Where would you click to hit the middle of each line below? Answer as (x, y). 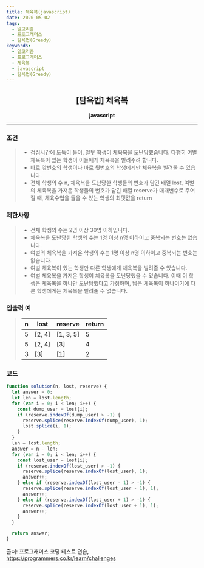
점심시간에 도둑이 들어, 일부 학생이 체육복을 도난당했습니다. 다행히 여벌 (114, 152)
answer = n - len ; (35, 449)
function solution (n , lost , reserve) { (57, 387)
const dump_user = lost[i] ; (53, 409)
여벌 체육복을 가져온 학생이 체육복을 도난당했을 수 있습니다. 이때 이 (109, 275)
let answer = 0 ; (32, 392)
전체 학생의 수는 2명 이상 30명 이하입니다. (80, 230)
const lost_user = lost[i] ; (53, 460)
